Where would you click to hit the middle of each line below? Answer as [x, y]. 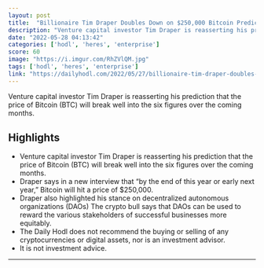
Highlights [34, 138]
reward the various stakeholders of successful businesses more [123, 215]
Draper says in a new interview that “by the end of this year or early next [137, 182]
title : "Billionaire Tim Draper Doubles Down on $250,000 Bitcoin [121, 23]
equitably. [36, 223]
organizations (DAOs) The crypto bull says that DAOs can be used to [130, 207]
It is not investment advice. [63, 248]
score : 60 [24, 52]
